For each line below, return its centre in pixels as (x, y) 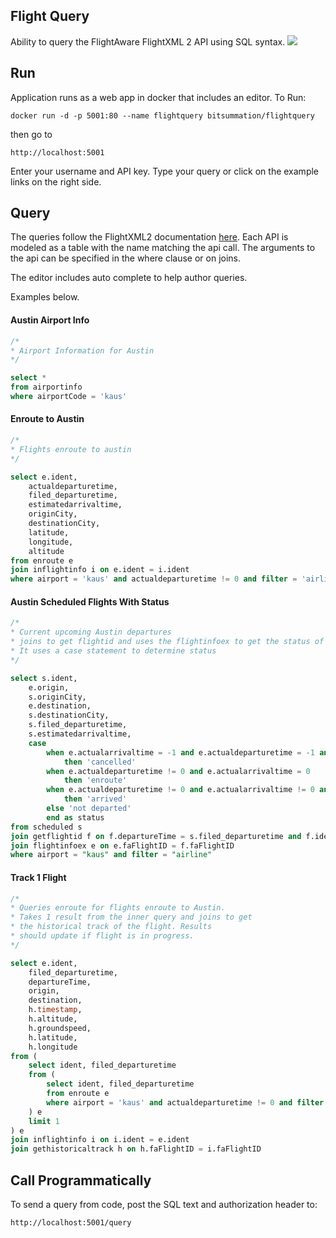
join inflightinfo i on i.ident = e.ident (100, 1140)
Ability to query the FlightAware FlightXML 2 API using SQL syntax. (148, 41)
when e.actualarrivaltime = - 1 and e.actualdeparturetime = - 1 (180, 752)
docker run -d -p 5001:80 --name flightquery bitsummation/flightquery (162, 115)
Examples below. (45, 297)
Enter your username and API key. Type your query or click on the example (165, 171)
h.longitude (53, 1047)
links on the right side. (56, 181)
